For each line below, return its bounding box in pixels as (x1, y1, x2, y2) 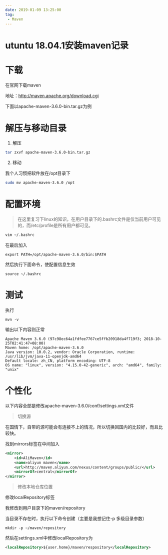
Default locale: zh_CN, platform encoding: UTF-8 (5, 358, 111, 363)
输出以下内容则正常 (5, 326, 45, 332)
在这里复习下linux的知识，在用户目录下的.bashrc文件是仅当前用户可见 (17, 216, 161, 222)
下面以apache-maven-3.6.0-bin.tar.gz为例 (5, 103, 92, 109)
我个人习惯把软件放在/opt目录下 (5, 170, 71, 176)
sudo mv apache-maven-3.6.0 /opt (5, 180, 75, 185)
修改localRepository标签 (5, 494, 55, 500)
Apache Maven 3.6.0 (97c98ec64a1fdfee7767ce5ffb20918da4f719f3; (5, 336, 142, 341)
